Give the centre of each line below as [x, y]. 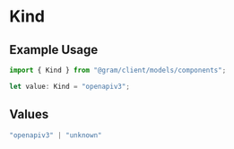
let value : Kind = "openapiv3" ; [69, 86]
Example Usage [54, 50]
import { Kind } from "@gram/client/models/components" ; [118, 70]
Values [29, 114]
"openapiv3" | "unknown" [56, 135]
